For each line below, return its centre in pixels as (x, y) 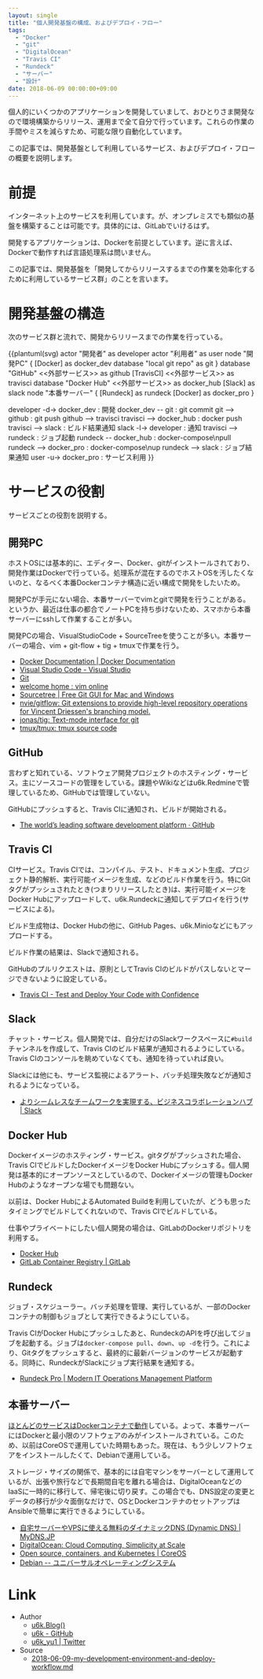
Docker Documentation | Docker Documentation (97, 661)
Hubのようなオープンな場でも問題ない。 (73, 1185)
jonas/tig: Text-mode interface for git (79, 720)
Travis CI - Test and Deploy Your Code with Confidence (109, 994)
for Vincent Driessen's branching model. (85, 711)
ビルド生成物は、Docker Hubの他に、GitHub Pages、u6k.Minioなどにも (124, 926)
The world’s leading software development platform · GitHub (117, 825)
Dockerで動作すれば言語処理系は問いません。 (82, 252)
